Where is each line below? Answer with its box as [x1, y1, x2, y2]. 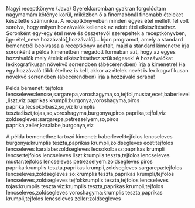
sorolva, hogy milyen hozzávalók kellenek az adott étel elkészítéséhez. [6, 23, 177, 30]
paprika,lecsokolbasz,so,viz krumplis [6, 103, 95, 110]
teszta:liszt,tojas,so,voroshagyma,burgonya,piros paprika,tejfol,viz [6, 109, 166, 116]
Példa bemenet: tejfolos [6, 85, 63, 91]
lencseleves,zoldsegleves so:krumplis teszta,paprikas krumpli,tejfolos [6, 171, 175, 177]
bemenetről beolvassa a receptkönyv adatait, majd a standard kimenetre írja [6, 42, 190, 49]
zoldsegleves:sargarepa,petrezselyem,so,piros [6, 116, 119, 122]
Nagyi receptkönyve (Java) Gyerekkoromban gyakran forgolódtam [6, 5, 166, 12]
